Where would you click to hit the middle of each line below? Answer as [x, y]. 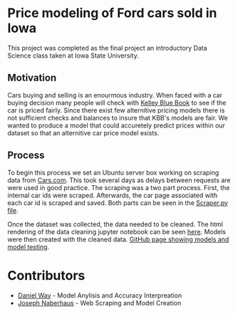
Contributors [46, 275]
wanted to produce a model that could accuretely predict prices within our [117, 125]
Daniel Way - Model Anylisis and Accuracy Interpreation [100, 295]
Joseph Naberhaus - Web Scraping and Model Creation [99, 303]
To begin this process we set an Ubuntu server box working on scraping [113, 172]
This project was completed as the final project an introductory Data [108, 48]
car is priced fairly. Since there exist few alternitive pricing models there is [116, 110]
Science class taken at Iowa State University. [73, 56]
